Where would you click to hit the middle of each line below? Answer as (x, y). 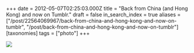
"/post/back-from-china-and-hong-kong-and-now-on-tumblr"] (102, 27)
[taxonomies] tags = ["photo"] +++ (48, 33)
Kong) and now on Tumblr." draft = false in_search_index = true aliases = (93, 15)
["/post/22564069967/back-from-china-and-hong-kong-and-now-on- (91, 21)
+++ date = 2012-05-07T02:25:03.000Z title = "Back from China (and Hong (97, 8)
